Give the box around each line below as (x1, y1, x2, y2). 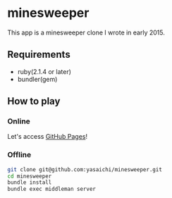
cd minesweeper (7, 173, 52, 180)
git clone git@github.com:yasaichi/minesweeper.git (7, 166, 162, 173)
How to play (7, 95, 61, 107)
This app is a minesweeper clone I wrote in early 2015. (7, 28, 166, 37)
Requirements (7, 49, 70, 61)
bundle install (7, 179, 52, 186)
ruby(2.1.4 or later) (17, 67, 72, 75)
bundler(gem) (17, 75, 58, 83)
